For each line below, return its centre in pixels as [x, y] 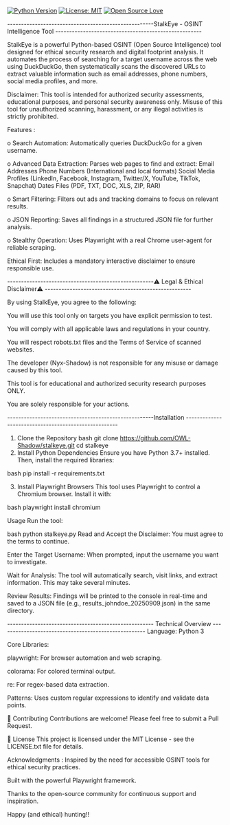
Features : [21, 130]
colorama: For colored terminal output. [61, 671]
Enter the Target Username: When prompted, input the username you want [113, 555]
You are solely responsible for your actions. [69, 404]
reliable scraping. [32, 247]
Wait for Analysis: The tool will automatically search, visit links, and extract [112, 575]
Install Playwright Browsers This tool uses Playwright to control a [108, 486]
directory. [21, 610]
